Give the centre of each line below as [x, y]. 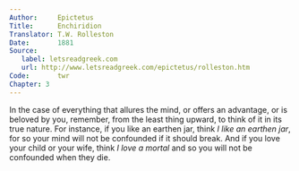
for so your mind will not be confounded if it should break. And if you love [145, 138]
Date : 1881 [42, 43]
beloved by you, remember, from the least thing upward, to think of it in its [145, 119]
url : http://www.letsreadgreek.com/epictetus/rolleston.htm [136, 68]
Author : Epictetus [51, 17]
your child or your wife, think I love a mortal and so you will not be [131, 148]
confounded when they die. [60, 157]
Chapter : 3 [30, 84]
